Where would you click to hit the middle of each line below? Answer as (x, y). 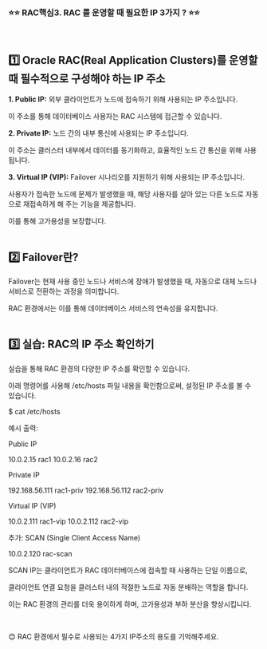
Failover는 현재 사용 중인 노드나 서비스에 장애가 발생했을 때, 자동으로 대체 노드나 (133, 281)
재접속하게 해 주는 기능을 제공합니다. (79, 204)
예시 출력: (23, 428)
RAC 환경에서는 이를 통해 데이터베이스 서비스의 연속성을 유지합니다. (113, 308)
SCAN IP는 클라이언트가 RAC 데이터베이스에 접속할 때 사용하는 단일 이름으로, (128, 570)
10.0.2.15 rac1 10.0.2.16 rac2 (53, 459)
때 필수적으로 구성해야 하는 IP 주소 (87, 79)
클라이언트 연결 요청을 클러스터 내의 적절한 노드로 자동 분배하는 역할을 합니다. (128, 587)
